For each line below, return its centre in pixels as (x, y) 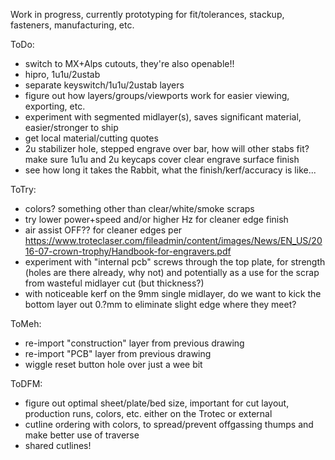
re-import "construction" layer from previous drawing (134, 343)
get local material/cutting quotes (91, 138)
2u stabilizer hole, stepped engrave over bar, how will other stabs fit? (167, 148)
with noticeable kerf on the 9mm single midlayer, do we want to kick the (173, 293)
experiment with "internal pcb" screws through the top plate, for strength (175, 262)
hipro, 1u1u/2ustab (62, 74)
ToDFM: (26, 383)
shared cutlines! (58, 445)
